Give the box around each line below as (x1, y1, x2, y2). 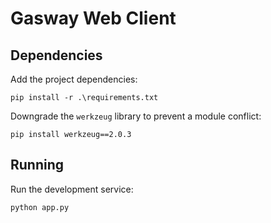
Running (10, 157, 65, 174)
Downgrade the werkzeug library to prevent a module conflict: (10, 110, 262, 122)
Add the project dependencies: (10, 73, 138, 85)
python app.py (10, 202, 70, 212)
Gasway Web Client (10, 7, 177, 30)
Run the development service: (10, 183, 134, 195)
